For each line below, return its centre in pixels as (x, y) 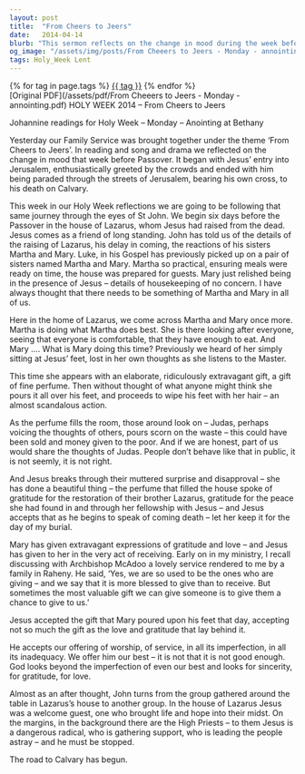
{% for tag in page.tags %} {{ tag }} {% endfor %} (103, 86)
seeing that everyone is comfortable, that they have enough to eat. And (143, 339)
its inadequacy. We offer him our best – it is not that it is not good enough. (148, 657)
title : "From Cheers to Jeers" (70, 26)
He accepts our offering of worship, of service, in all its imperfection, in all (148, 647)
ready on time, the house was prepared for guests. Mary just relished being (150, 274)
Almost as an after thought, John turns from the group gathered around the (150, 694)
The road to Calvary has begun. (69, 759)
